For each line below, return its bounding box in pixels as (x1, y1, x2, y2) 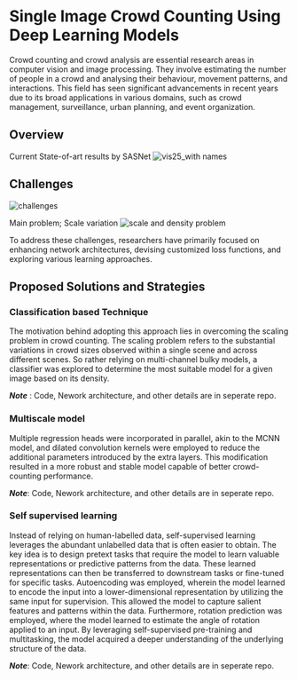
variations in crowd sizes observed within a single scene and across (9, 344, 258, 356)
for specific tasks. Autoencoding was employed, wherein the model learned (9, 577, 285, 588)
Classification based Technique (9, 305, 149, 318)
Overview (9, 127, 65, 143)
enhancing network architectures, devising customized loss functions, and (9, 244, 282, 255)
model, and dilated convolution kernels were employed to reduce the (9, 442, 260, 453)
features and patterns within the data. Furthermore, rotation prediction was (9, 605, 283, 616)
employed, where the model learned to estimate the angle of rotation (9, 614, 260, 625)
